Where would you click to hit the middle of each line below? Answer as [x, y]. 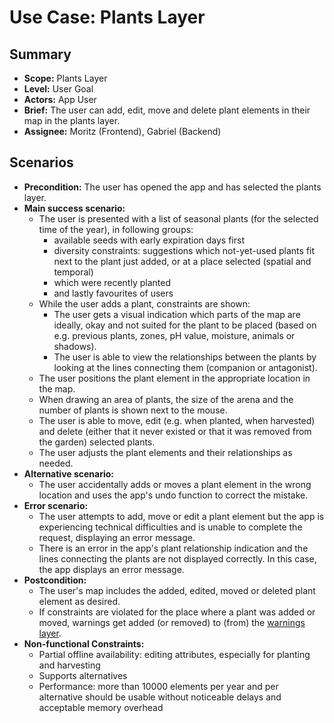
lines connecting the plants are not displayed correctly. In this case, [177, 558]
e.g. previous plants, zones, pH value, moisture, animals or [174, 335]
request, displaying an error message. [117, 537]
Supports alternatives [83, 675]
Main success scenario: [74, 208]
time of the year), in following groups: [116, 229]
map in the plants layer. [72, 120]
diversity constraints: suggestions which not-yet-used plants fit [184, 250]
